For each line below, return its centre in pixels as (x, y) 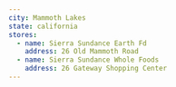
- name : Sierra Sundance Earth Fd (82, 43)
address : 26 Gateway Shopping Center (96, 69)
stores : (23, 34)
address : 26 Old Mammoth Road (82, 52)
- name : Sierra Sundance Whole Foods (88, 60)
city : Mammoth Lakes (48, 18)
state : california (43, 26)
